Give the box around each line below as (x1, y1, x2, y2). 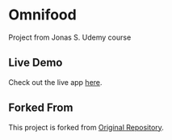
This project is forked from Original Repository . (8, 122, 164, 132)
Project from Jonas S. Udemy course (8, 32, 132, 42)
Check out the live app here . (8, 77, 103, 87)
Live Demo (8, 56, 63, 70)
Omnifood (8, 6, 77, 24)
